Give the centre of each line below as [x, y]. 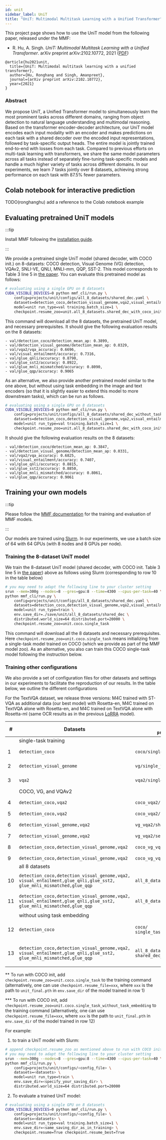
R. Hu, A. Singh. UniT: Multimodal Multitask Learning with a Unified [81, 48]
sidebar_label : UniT [26, 14]
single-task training [42, 741]
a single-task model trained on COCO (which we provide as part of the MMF [83, 644]
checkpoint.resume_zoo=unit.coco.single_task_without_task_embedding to [81, 1005]
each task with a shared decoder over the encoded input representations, [80, 138]
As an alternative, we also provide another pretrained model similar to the [80, 380]
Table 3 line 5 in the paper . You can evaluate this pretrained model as [75, 274]
